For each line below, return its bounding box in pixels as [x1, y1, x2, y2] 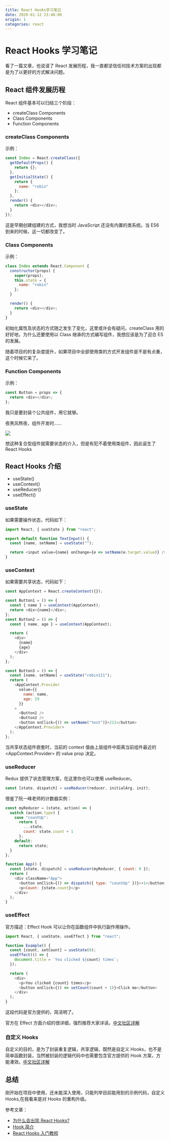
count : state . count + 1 [23, 829, 73, 834]
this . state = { [14, 277, 47, 283]
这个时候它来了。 [5, 354, 41, 361]
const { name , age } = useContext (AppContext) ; [10, 622, 112, 627]
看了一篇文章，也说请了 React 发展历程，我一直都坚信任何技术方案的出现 [5, 63, 157, 69]
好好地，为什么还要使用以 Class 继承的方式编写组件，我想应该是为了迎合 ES [5, 331, 163, 337]
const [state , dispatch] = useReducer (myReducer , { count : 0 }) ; [10, 867, 151, 872]
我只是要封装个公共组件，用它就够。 [5, 409, 81, 415]
